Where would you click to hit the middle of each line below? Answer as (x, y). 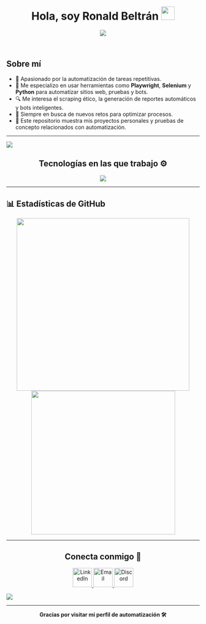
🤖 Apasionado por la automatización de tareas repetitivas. (88, 79)
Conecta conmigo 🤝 (103, 556)
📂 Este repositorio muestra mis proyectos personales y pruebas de (99, 120)
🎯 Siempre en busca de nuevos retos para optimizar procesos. (94, 114)
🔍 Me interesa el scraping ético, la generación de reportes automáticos (105, 99)
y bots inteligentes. (39, 107)
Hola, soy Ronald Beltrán (95, 16)
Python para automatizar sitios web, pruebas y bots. (82, 91)
